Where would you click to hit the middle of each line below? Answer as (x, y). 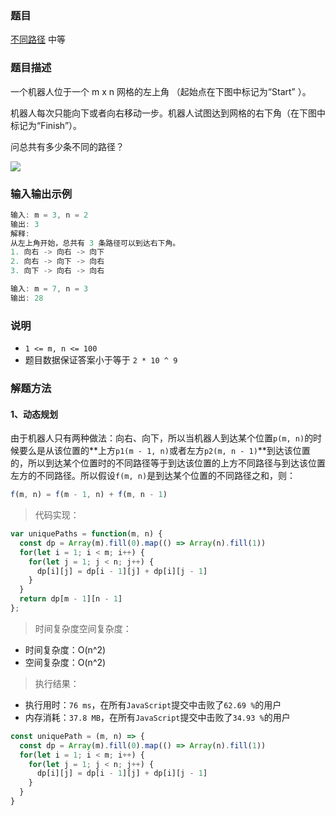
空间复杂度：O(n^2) (65, 662)
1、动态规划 (34, 414)
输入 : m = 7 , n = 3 (49, 289)
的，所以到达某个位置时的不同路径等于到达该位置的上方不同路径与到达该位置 (168, 463)
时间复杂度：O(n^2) (65, 649)
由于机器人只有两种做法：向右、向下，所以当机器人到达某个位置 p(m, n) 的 (162, 438)
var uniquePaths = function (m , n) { (86, 534)
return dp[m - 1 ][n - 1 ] (71, 599)
